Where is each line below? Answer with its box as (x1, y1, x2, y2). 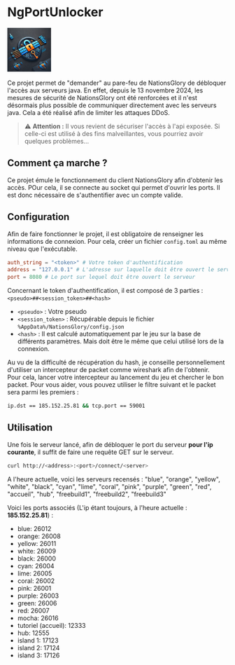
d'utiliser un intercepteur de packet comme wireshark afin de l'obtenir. (7, 366, 210, 374)
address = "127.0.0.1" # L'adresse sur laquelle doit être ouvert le (7, 266, 215, 273)
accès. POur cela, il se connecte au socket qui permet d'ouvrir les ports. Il (7, 183, 220, 191)
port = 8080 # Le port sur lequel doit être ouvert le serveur (7, 274, 196, 281)
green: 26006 (17, 598, 57, 607)
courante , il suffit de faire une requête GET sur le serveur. (7, 448, 174, 456)
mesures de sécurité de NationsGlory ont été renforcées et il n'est (7, 93, 198, 102)
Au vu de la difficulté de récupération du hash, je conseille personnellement (7, 358, 225, 366)
